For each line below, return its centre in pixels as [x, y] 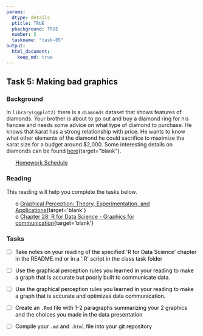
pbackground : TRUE [35, 29]
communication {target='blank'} [54, 223]
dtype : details [31, 18]
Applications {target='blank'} [50, 210]
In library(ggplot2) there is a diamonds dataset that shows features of [94, 112]
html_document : [31, 52]
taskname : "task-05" [38, 40]
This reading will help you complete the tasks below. [72, 191]
